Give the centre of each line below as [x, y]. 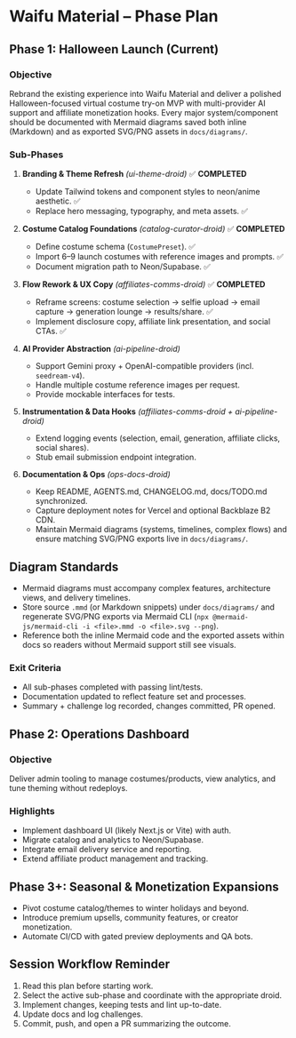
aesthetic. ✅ [58, 201]
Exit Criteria [36, 667]
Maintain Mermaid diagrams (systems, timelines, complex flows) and [161, 530]
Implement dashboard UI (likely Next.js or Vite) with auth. [127, 830]
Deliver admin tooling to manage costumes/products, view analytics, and [143, 778]
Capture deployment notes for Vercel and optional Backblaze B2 [153, 511]
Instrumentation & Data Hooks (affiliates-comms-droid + [128, 411]
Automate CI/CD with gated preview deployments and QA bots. [137, 937]
